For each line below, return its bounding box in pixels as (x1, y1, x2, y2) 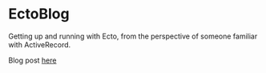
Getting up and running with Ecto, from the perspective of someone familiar (8, 31, 258, 41)
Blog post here (8, 55, 57, 65)
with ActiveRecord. (8, 39, 71, 49)
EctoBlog (8, 5, 70, 23)
